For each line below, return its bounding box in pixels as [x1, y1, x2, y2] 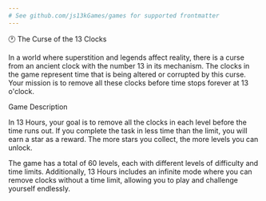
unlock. [8, 143, 34, 152]
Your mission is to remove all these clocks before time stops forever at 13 [8, 77, 249, 88]
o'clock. [8, 86, 34, 96]
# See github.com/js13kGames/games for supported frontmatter [8, 11, 220, 20]
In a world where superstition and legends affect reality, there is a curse [8, 53, 245, 62]
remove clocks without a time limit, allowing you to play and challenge [8, 175, 238, 184]
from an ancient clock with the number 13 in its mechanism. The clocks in [8, 61, 250, 70]
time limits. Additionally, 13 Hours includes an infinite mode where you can [8, 167, 253, 176]
